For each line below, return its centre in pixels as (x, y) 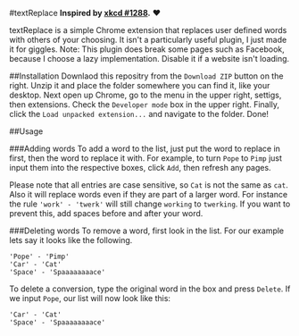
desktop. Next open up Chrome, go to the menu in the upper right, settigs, (145, 95)
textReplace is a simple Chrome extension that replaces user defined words (148, 30)
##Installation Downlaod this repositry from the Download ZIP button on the (146, 76)
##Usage (26, 131)
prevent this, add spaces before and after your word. (106, 213)
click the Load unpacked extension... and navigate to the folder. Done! (139, 114)
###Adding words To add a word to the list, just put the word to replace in (145, 148)
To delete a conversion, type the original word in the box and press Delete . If (150, 289)
